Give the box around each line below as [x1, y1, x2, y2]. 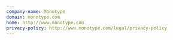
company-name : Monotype [6, 8, 66, 15]
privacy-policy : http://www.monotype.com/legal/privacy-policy [6, 25, 168, 31]
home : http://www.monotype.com [6, 19, 84, 25]
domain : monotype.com [6, 14, 60, 20]
